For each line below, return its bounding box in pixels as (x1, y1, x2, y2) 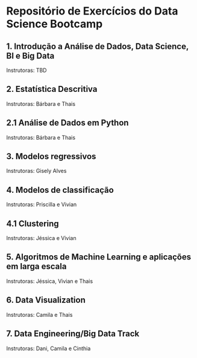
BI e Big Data (6, 50, 55, 61)
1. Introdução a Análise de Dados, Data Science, (6, 41, 189, 51)
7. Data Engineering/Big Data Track (6, 328, 140, 339)
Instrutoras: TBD (6, 67, 47, 74)
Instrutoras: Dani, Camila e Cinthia (6, 345, 91, 352)
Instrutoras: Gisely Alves (6, 168, 67, 175)
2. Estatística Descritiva (6, 84, 98, 94)
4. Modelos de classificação (6, 184, 114, 195)
